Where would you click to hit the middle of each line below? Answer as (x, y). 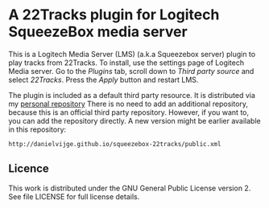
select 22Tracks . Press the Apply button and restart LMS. (103, 80)
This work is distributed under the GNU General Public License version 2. (130, 188)
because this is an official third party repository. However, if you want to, (129, 112)
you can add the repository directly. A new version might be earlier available (134, 120)
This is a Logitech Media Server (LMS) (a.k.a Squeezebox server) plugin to (132, 54)
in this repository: (37, 129)
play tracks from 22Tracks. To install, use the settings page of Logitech (126, 63)
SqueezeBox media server (98, 32)
